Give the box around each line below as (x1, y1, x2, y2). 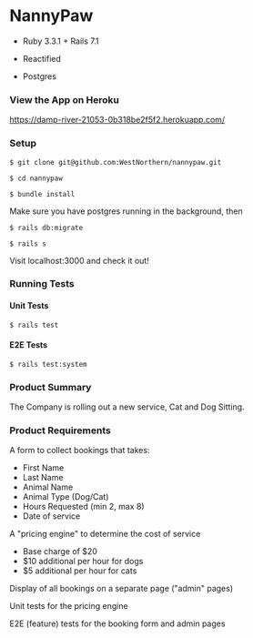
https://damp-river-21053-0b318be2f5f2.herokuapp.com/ (9, 115, 226, 126)
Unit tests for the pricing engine (9, 601, 129, 612)
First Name (22, 462, 65, 473)
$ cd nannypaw (9, 174, 64, 183)
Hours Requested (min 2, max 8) (22, 501, 145, 512)
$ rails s (9, 238, 47, 248)
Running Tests (9, 278, 75, 290)
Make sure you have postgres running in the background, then (9, 206, 243, 217)
